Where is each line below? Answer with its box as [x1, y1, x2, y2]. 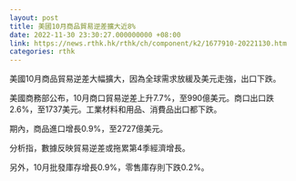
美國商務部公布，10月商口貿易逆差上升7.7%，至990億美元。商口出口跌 [9, 93, 275, 104]
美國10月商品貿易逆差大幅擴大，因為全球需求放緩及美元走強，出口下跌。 [9, 74, 281, 85]
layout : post [9, 13, 59, 23]
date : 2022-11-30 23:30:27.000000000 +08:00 [9, 30, 181, 39]
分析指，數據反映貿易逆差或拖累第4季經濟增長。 [9, 143, 191, 154]
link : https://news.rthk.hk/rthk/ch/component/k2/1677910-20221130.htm [9, 38, 287, 48]
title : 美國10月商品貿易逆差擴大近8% [9, 22, 137, 31]
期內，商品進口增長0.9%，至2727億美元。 [9, 124, 168, 135]
